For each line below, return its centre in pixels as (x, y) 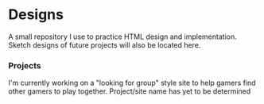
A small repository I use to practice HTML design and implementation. (122, 37)
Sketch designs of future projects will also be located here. (105, 44)
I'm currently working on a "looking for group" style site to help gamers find (132, 83)
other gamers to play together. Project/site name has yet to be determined (130, 91)
